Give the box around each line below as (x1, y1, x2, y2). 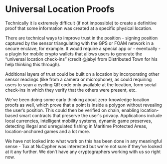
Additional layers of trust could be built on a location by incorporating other (5, 71, 160, 77)
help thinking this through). (5, 61, 61, 67)
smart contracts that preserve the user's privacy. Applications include (19, 112, 163, 118)
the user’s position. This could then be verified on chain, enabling (5, 107, 140, 113)
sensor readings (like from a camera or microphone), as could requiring (5, 76, 152, 82)
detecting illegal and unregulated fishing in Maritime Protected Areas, (5, 123, 148, 129)
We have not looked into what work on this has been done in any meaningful (5, 138, 162, 144)
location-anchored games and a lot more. (5, 128, 91, 134)
